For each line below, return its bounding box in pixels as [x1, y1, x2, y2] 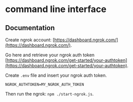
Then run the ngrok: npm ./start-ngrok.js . [5, 91, 94, 96]
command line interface [5, 4, 107, 15]
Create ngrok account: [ [5, 37, 55, 43]
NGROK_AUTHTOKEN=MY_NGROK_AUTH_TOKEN [5, 82, 84, 87]
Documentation [5, 24, 55, 32]
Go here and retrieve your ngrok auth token [5, 52, 95, 58]
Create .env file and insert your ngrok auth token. [5, 72, 107, 78]
